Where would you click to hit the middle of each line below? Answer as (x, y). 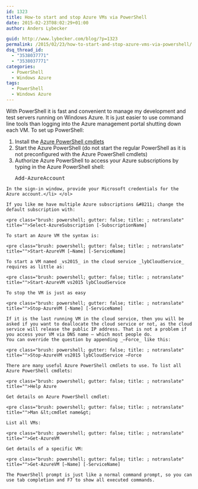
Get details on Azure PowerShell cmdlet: (58, 397)
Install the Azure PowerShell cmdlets (60, 141)
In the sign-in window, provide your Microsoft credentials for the (92, 189)
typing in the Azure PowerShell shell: (60, 166)
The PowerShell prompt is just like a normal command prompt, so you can (99, 475)
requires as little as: (36, 267)
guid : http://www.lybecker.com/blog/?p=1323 (62, 39)
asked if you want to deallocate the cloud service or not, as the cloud (99, 324)
